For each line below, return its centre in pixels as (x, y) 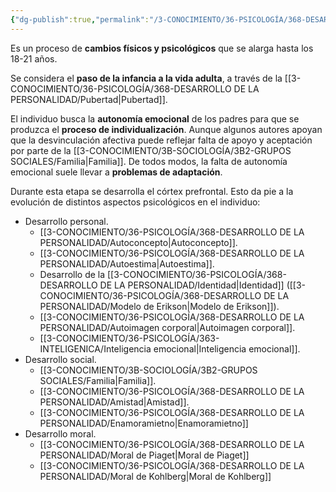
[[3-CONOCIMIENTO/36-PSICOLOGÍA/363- (129, 338)
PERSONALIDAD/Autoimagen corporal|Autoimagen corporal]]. (167, 327)
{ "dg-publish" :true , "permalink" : (80, 19)
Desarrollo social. (60, 359)
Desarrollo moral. (60, 433)
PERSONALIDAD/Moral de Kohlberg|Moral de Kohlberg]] (155, 476)
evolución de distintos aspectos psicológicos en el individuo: (135, 202)
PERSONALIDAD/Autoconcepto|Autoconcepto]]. (138, 242)
